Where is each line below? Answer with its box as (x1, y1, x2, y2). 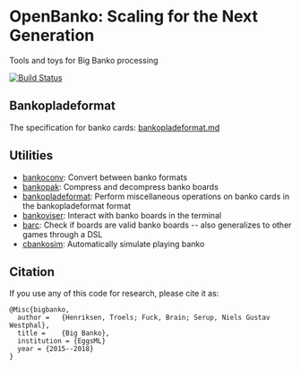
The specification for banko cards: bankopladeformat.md (9, 122, 220, 133)
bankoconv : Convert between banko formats (21, 172, 188, 183)
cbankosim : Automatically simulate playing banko (21, 238, 205, 249)
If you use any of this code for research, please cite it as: (9, 288, 219, 299)
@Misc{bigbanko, (9, 305, 70, 314)
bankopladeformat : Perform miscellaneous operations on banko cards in (21, 191, 289, 202)
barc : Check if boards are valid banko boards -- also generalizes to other (21, 219, 292, 230)
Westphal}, (9, 321, 50, 330)
